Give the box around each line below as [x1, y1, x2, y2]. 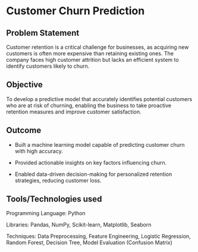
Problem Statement [6, 28, 80, 38]
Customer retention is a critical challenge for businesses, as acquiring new [6, 43, 189, 51]
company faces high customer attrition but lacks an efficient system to [6, 56, 180, 63]
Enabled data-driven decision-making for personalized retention [14, 171, 172, 178]
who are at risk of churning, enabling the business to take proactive [6, 102, 171, 109]
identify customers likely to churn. [6, 62, 90, 70]
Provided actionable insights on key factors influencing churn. [14, 159, 167, 166]
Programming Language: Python [6, 210, 86, 217]
